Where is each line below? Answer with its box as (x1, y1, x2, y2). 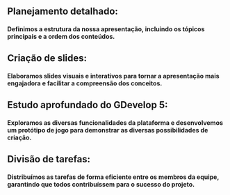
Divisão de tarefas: (7, 153, 91, 165)
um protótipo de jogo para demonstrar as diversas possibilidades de (7, 126, 208, 134)
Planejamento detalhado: (7, 6, 118, 17)
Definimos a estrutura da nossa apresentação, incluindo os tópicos (7, 24, 205, 33)
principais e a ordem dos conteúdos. (7, 32, 115, 40)
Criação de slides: (7, 52, 88, 65)
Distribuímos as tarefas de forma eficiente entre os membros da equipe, (7, 173, 220, 181)
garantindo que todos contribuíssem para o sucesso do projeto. (7, 180, 195, 188)
